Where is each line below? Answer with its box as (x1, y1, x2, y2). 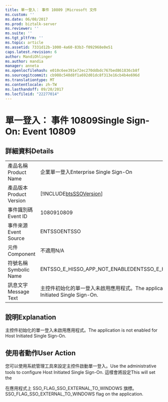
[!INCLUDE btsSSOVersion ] (40, 190, 103, 197)
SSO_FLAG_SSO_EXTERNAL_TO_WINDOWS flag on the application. (5, 391, 143, 397)
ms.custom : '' (5, 12, 35, 17)
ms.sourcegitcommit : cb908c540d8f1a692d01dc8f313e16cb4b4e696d (5, 73, 140, 78)
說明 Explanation (5, 313, 56, 322)
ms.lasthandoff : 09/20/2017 (5, 86, 64, 92)
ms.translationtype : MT (5, 77, 55, 82)
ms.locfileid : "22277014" (5, 91, 59, 96)
